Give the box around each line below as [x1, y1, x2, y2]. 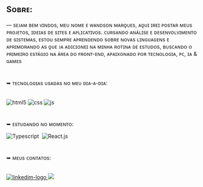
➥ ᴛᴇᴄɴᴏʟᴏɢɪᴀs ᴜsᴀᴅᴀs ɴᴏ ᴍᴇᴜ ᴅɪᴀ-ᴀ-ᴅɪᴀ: [6, 80, 108, 86]
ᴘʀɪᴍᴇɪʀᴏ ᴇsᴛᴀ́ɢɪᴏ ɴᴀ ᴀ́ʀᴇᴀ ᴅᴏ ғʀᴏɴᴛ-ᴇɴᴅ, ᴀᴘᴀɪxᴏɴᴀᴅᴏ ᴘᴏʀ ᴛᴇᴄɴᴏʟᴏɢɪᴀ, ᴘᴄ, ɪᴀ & [6, 50, 198, 57]
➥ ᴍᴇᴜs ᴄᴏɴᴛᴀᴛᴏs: [6, 154, 52, 161]
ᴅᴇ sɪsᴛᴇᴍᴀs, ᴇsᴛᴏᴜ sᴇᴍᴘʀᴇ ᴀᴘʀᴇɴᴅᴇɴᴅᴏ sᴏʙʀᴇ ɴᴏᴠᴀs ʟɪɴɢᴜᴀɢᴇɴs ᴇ [6, 35, 170, 43]
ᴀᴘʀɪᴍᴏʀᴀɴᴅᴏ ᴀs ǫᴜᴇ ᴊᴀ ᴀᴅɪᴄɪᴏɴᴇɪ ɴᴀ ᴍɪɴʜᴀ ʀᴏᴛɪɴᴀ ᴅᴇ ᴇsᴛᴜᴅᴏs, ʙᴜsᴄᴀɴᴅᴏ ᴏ [6, 42, 193, 50]
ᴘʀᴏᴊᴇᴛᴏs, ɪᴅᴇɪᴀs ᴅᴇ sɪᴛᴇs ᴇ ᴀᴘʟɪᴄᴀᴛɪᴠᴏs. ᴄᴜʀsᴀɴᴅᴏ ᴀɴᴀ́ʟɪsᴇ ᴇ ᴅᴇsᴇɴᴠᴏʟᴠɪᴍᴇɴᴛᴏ [6, 29, 197, 36]
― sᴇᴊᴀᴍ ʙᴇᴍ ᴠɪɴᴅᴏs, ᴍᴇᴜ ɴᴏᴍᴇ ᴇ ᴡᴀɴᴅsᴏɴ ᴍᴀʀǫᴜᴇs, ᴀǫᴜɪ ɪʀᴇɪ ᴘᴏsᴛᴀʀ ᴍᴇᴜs [6, 21, 193, 29]
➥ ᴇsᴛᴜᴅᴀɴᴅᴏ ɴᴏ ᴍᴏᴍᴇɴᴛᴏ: [6, 120, 74, 127]
